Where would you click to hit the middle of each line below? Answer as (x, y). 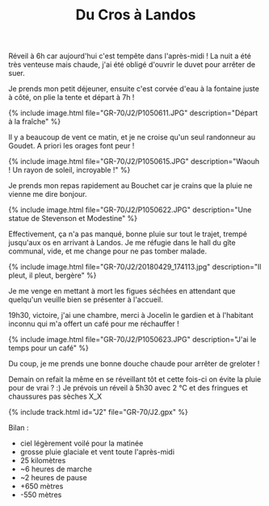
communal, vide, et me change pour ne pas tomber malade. (108, 251)
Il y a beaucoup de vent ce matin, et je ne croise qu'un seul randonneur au (132, 137)
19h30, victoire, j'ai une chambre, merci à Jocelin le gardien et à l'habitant (131, 316)
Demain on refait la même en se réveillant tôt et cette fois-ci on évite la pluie (135, 379)
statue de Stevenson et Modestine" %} (73, 219)
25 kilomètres (43, 461)
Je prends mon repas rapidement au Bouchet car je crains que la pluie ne (130, 186)
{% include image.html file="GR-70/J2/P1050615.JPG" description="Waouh (134, 161)
